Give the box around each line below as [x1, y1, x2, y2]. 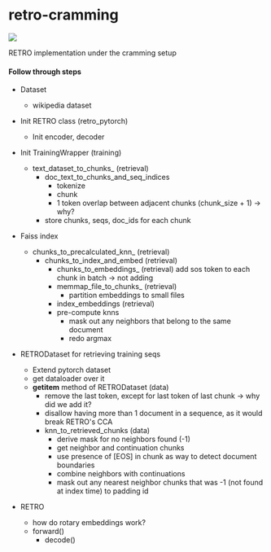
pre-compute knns [56, 308, 120, 318]
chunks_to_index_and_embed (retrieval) [44, 256, 177, 265]
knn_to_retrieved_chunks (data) [44, 426, 151, 436]
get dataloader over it [32, 374, 105, 383]
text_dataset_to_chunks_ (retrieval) [32, 164, 149, 173]
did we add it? [44, 400, 92, 410]
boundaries [56, 460, 95, 470]
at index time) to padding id [56, 486, 149, 496]
